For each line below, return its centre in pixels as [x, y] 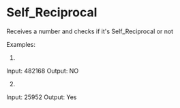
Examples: [21, 44]
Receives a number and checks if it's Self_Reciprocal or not [90, 31]
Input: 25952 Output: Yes [42, 97]
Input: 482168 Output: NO [43, 71]
